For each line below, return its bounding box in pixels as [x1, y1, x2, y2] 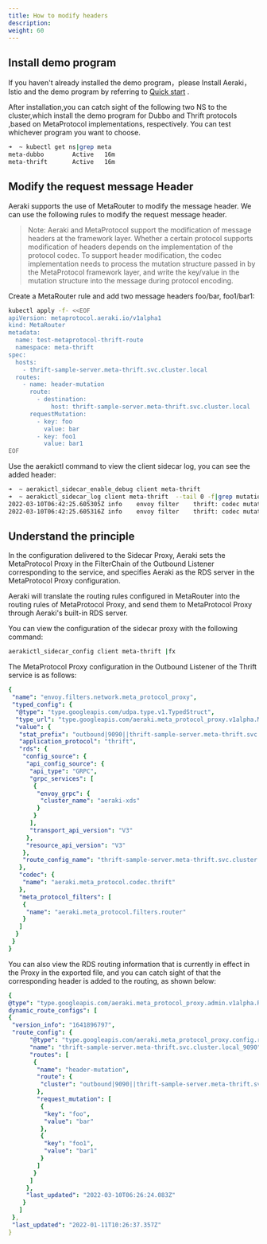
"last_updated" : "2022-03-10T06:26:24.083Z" [25, 1191, 176, 1199]
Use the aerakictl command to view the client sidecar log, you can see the [8, 462, 250, 471]
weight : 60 [8, 26, 44, 34]
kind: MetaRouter [8, 322, 66, 330]
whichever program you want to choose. [8, 128, 141, 138]
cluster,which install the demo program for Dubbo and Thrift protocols [8, 111, 238, 120]
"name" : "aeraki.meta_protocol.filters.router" [25, 908, 187, 916]
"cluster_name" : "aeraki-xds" [40, 797, 141, 805]
